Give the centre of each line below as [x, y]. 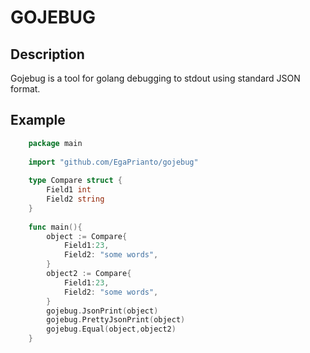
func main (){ [55, 227]
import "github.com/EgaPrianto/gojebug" [113, 162]
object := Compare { [87, 236]
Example [38, 120]
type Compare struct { [75, 181]
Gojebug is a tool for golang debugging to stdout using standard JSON [155, 78]
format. [25, 89]
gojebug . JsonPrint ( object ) [102, 311]
